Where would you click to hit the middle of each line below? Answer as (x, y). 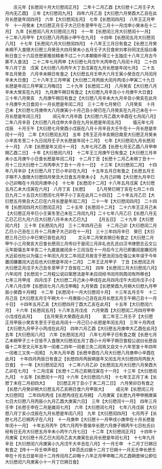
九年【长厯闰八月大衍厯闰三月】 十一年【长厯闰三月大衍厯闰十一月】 (83, 31)
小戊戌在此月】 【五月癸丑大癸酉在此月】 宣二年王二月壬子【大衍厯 (79, 316)
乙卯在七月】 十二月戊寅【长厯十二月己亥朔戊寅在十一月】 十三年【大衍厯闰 (81, 371)
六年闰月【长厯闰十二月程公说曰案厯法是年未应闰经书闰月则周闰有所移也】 (78, 274)
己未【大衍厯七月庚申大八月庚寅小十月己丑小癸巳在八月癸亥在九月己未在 (77, 110)
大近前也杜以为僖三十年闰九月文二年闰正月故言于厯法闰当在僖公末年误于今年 (81, 256)
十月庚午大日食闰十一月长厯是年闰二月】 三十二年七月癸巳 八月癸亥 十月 (80, 104)
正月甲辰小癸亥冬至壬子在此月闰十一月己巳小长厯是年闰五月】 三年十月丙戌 (80, 322)
